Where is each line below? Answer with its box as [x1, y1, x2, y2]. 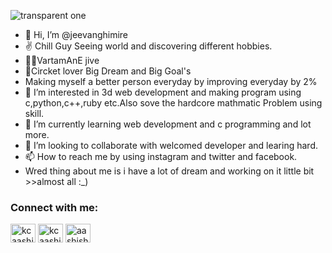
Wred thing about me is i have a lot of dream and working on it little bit [24, 165, 315, 177]
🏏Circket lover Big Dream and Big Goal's [24, 65, 192, 77]
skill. [24, 108, 45, 119]
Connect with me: [10, 200, 99, 214]
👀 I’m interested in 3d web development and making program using [24, 86, 302, 98]
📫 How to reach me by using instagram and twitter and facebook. [24, 151, 298, 162]
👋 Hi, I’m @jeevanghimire [24, 29, 129, 40]
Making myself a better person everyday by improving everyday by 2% [24, 76, 318, 87]
